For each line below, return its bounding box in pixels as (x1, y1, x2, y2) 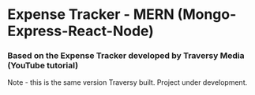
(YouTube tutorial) (7, 60, 79, 71)
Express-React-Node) (7, 22, 155, 40)
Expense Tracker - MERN (7, 5, 174, 24)
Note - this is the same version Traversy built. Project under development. (7, 78, 248, 87)
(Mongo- (177, 5, 237, 24)
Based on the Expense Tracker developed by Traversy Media (7, 50, 245, 61)
